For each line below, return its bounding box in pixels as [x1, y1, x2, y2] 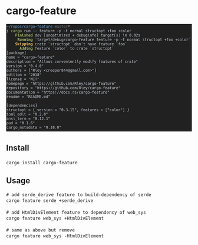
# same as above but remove [6, 227, 75, 233]
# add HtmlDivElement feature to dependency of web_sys [6, 210, 146, 216]
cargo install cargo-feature [6, 160, 78, 165]
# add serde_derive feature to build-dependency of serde [6, 192, 151, 198]
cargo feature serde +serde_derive [6, 198, 94, 204]
